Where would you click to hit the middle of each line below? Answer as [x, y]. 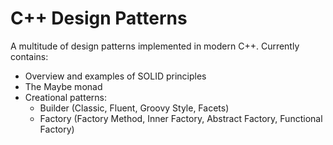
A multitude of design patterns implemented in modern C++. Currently [155, 46]
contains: [29, 56]
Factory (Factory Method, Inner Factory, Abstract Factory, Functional [181, 118]
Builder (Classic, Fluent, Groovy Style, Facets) [134, 108]
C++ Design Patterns [99, 18]
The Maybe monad [63, 86]
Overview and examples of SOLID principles [115, 76]
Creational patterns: [65, 97]
